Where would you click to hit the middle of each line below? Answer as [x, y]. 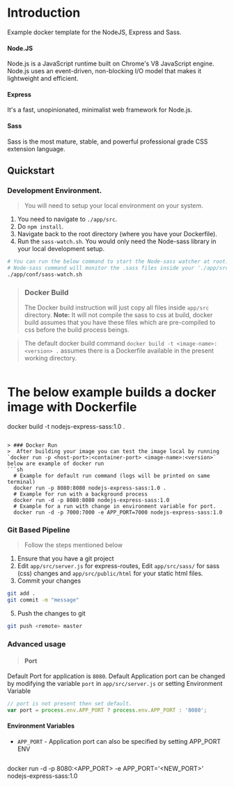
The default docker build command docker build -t [99, 344]
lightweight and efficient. [43, 79]
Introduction [44, 13]
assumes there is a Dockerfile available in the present [137, 351]
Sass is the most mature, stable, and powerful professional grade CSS [108, 142]
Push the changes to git [51, 613]
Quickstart [31, 170]
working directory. [50, 358]
